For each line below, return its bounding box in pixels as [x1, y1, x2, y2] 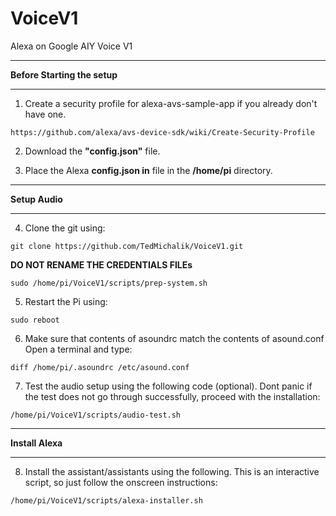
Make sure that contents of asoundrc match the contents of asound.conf [24, 332, 325, 344]
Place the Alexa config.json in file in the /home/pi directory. [24, 164, 273, 176]
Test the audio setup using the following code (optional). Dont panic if [24, 380, 313, 392]
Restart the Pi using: [24, 295, 108, 307]
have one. [24, 108, 67, 120]
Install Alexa [10, 437, 63, 449]
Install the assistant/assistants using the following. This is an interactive [24, 465, 320, 477]
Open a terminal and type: [24, 343, 133, 355]
